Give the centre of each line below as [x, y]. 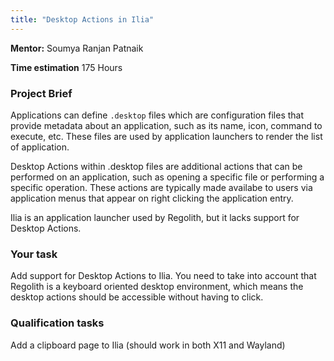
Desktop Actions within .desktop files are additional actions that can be [156, 166]
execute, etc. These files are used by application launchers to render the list [166, 136]
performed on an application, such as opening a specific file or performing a [167, 177]
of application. [40, 147]
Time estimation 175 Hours [66, 67]
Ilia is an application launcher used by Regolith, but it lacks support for [155, 217]
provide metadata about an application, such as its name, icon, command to [166, 125]
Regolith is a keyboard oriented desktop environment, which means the [157, 287]
